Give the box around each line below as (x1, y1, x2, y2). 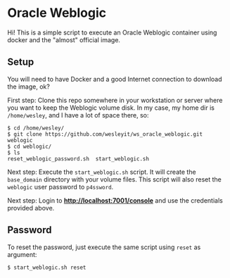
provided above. (7, 203, 55, 212)
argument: (7, 250, 37, 258)
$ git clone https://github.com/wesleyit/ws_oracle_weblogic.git (7, 130, 203, 138)
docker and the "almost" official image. (7, 35, 121, 44)
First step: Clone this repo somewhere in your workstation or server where (7, 96, 223, 104)
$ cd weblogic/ (7, 143, 52, 150)
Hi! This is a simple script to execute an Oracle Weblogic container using (7, 28, 217, 37)
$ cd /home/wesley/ (7, 125, 65, 132)
